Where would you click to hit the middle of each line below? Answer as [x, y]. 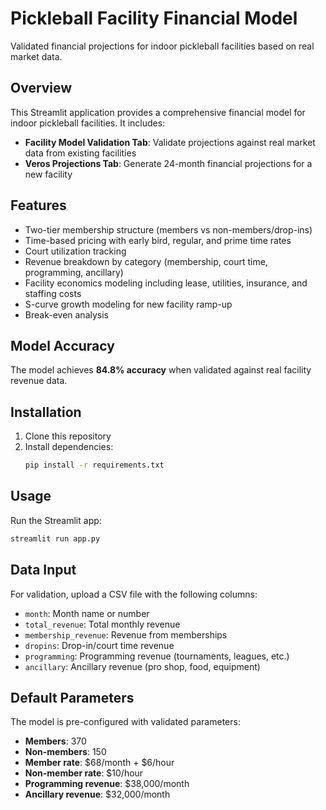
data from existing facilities [80, 153]
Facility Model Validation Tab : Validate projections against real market [170, 142]
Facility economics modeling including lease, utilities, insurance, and [166, 283]
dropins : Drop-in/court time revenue [99, 645]
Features [38, 205]
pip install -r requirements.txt [94, 465]
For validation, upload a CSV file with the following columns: [134, 594]
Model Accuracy [62, 345]
